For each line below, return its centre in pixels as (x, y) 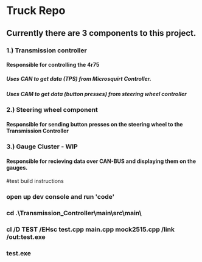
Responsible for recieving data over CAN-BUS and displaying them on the (101, 161)
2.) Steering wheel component (52, 110)
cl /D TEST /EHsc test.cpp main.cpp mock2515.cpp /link (91, 229)
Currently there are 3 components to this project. (101, 33)
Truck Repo (36, 11)
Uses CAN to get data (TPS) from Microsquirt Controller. (79, 78)
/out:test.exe (26, 236)
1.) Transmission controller (47, 50)
